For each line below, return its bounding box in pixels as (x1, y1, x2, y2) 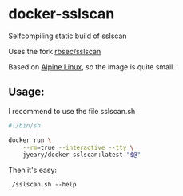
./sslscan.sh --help (8, 181, 78, 189)
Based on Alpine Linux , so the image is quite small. (8, 61, 176, 72)
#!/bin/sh (8, 121, 42, 130)
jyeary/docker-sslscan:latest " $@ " (22, 151, 141, 159)
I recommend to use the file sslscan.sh (8, 106, 136, 116)
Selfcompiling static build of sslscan (8, 31, 127, 41)
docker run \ (8, 136, 52, 144)
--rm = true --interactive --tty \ (22, 143, 134, 151)
